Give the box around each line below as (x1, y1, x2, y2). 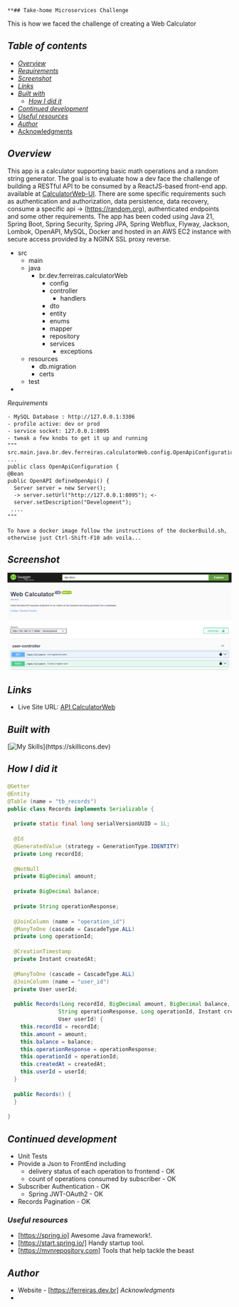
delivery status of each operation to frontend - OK (28, 1167, 176, 1176)
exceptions (60, 347, 92, 355)
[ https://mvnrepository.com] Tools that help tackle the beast (17, 1246, 194, 1255)
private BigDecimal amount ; (14, 873, 97, 880)
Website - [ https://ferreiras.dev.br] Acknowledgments (17, 1286, 176, 1295)
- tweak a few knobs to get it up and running (7, 434, 148, 442)
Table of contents (7, 40, 87, 52)
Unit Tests (17, 1152, 48, 1160)
